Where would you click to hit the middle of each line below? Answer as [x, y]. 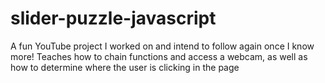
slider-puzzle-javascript [113, 18]
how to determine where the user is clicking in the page [125, 67]
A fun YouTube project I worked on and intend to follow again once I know [162, 46]
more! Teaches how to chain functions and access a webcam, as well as [159, 56]
